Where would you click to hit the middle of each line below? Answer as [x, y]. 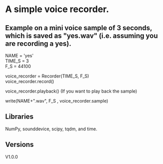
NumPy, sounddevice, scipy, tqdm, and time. [51, 129]
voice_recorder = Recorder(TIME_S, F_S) [47, 76]
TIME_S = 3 [17, 61]
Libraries [19, 117]
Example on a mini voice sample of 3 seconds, [79, 28]
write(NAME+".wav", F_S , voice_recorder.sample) [57, 101]
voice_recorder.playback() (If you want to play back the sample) [71, 91]
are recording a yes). [38, 44]
